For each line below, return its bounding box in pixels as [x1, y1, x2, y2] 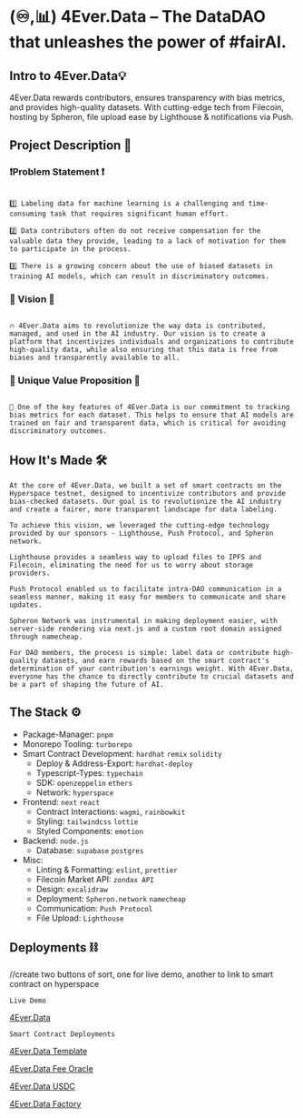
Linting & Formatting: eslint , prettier [35, 864, 179, 875]
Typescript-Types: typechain [35, 767, 143, 778]
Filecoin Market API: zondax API [35, 873, 154, 884]
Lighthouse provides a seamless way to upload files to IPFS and [9, 553, 261, 562]
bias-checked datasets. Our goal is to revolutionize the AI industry [9, 497, 282, 507]
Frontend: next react [22, 796, 101, 807]
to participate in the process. [9, 244, 132, 254]
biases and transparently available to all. [9, 353, 181, 362]
